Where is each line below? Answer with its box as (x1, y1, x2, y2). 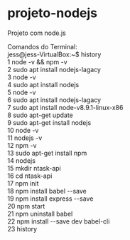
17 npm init (7, 179, 39, 187)
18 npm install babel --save (7, 186, 87, 195)
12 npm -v (7, 141, 37, 149)
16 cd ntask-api (7, 171, 53, 180)
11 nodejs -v (7, 134, 43, 142)
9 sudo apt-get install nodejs (7, 118, 92, 126)
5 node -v (7, 88, 36, 96)
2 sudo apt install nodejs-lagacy (7, 65, 102, 74)
